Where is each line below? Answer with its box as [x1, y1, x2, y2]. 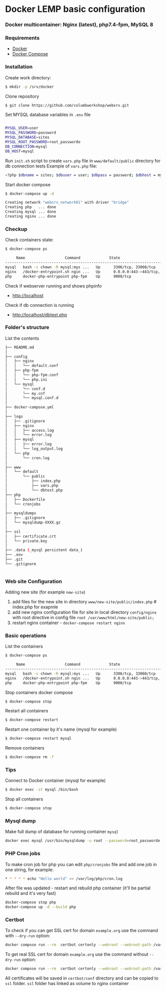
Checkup [5, 226, 28, 233]
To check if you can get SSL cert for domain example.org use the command [5, 928, 158, 933]
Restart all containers [5, 708, 48, 714]
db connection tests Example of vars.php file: [5, 163, 97, 169]
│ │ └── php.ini [5, 377, 48, 382]
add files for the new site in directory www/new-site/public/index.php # [12, 598, 157, 604]
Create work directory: [5, 74, 51, 80]
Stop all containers [5, 796, 43, 802]
